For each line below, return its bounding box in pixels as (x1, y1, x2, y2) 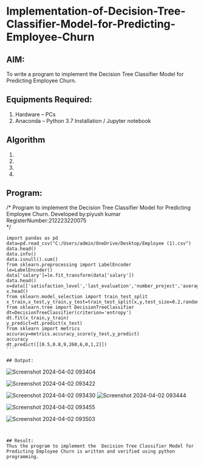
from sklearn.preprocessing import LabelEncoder (6, 262, 132, 268)
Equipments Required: (6, 94, 92, 105)
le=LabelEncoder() (6, 267, 53, 273)
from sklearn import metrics (6, 325, 80, 332)
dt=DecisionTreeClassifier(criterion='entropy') (6, 310, 132, 316)
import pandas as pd (6, 235, 59, 242)
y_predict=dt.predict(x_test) (6, 321, 83, 327)
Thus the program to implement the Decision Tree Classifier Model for (6, 443, 194, 450)
